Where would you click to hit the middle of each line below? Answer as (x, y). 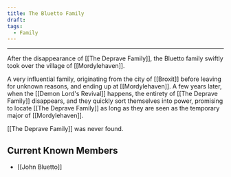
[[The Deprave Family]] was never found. (65, 129)
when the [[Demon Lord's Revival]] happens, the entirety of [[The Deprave (112, 94)
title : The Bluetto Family (46, 13)
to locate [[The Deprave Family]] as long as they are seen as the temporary (113, 108)
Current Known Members (63, 151)
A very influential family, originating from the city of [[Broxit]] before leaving (114, 79)
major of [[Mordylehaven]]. (45, 116)
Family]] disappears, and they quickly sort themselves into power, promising (115, 101)
